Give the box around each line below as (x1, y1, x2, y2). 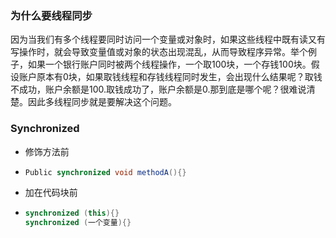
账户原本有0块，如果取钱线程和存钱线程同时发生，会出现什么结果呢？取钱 (18, 71, 323, 83)
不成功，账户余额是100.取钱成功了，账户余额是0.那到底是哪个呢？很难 (10, 83, 298, 96)
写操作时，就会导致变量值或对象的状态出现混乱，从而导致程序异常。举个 (10, 46, 308, 58)
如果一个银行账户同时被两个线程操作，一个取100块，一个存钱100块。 (27, 58, 312, 71)
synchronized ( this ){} (24, 208, 120, 219)
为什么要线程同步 (10, 8, 93, 22)
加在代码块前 (24, 187, 78, 199)
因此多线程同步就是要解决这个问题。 (27, 96, 177, 108)
